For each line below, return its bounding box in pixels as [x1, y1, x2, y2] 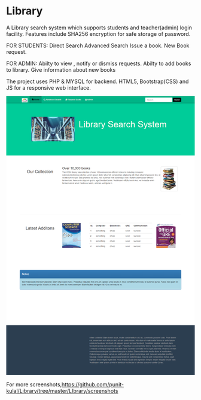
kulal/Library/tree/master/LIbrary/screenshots [6, 387, 118, 394]
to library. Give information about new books [6, 66, 116, 73]
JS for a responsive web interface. [6, 84, 92, 91]
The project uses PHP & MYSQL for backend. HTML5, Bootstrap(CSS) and [6, 78, 189, 85]
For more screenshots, [6, 381, 62, 388]
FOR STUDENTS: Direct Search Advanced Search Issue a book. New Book [6, 42, 190, 49]
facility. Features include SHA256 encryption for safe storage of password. [6, 30, 191, 37]
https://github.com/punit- [62, 381, 124, 388]
